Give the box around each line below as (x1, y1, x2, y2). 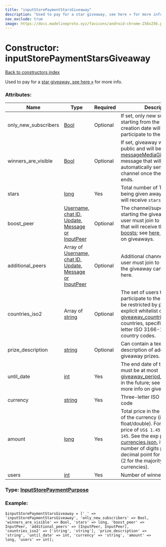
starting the (121, 211, 148, 218)
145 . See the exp (121, 433, 159, 439)
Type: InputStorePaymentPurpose (5, 487, 89, 493)
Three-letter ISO (121, 393, 160, 400)
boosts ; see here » (121, 229, 164, 236)
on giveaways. (121, 236, 155, 243)
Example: (5, 500, 28, 507)
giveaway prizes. (121, 353, 160, 360)
